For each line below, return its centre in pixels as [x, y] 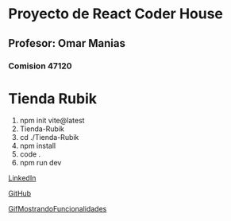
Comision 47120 [40, 66]
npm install [38, 146]
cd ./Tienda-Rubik [49, 138]
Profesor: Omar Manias [67, 43]
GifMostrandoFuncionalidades [58, 209]
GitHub [20, 194]
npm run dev [40, 163]
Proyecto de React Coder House [116, 14]
